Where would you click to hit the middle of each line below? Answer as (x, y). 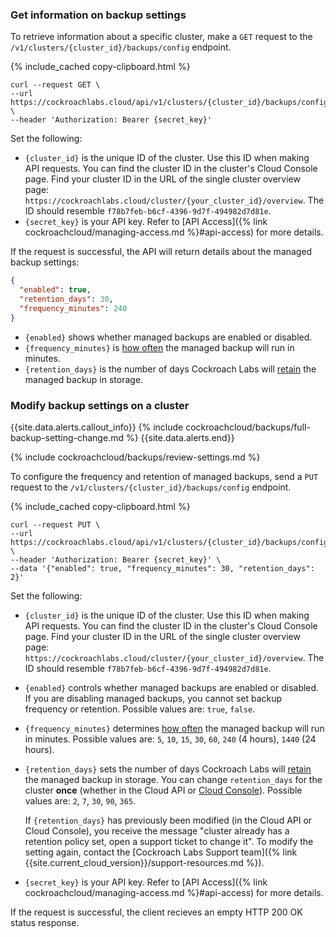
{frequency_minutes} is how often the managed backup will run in (159, 347)
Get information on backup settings (98, 15)
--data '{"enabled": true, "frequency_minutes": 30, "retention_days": (162, 568)
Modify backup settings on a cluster (100, 405)
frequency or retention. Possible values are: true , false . (140, 709)
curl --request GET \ (55, 85)
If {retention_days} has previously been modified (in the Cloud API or (168, 820)
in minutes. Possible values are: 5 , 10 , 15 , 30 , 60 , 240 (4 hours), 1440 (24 (170, 739)
